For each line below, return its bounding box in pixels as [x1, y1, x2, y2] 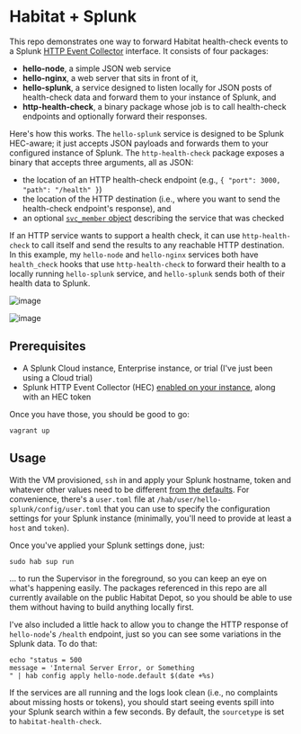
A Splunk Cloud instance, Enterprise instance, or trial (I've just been [22, 363, 273, 373]
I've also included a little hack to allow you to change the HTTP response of [9, 619, 289, 630]
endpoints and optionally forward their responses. [22, 111, 208, 121]
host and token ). [9, 522, 70, 533]
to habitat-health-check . [9, 715, 102, 726]
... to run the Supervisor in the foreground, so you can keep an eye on [9, 573, 267, 584]
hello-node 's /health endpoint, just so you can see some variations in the [9, 628, 281, 640]
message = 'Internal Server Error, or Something [9, 663, 195, 672]
